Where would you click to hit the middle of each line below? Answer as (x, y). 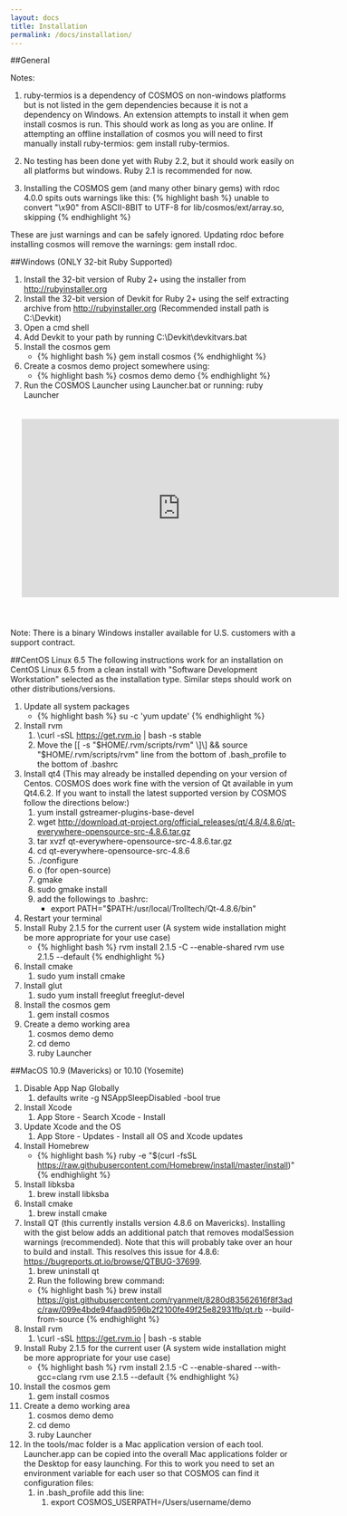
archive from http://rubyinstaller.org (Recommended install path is (146, 308)
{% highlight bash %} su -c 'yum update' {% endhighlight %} (151, 716)
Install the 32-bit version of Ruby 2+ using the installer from (135, 280)
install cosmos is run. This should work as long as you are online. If (149, 124)
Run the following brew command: (101, 1281)
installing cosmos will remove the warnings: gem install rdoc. (124, 245)
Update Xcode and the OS (72, 1127)
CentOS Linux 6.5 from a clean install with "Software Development (134, 670)
